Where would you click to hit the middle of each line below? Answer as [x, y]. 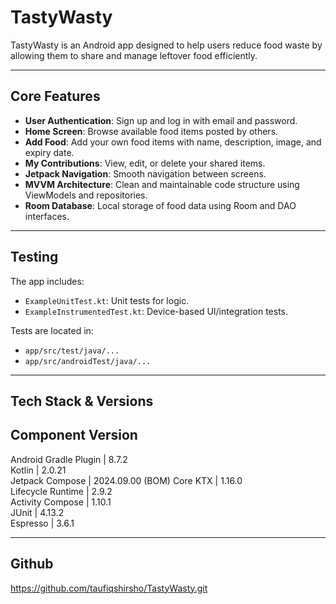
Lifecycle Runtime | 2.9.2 [61, 491]
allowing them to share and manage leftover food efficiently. [134, 55]
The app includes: [47, 281]
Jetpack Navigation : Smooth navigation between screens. [145, 173]
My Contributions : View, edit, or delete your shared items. [145, 163]
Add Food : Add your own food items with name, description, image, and [173, 142]
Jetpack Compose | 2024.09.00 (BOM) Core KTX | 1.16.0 [126, 480]
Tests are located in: [52, 330]
